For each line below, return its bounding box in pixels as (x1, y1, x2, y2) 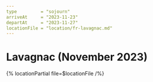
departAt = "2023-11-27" (6, 19, 78, 25)
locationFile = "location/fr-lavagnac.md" (6, 25, 113, 31)
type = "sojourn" (6, 8, 70, 15)
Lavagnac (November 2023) (6, 51, 148, 64)
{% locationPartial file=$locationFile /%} (6, 70, 105, 77)
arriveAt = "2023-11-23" (6, 14, 78, 20)
